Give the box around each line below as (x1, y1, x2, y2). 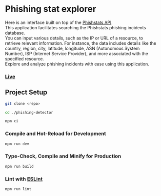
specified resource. (5, 56, 44, 61)
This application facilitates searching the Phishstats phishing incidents (5, 24, 146, 30)
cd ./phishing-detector (5, 110, 54, 115)
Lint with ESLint (5, 176, 43, 182)
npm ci (5, 118, 19, 124)
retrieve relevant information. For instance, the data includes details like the (5, 40, 157, 46)
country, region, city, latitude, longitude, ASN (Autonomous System (5, 45, 140, 51)
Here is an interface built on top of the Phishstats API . (5, 20, 113, 25)
